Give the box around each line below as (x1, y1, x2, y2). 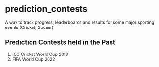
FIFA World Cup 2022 (12, 56, 55, 62)
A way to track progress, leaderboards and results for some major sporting (5, 19, 155, 25)
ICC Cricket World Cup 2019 (12, 51, 69, 57)
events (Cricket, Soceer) (5, 24, 54, 30)
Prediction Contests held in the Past (5, 39, 115, 47)
